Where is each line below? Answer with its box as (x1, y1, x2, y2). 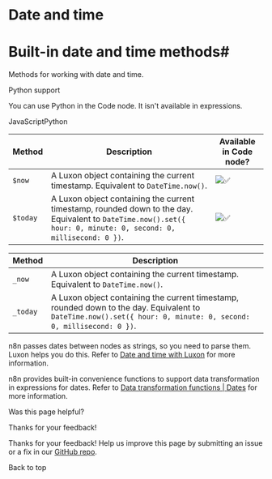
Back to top (8, 463, 47, 473)
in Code (222, 146, 253, 157)
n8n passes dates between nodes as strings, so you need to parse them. (8, 341, 251, 351)
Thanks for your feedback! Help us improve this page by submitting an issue (8, 438, 263, 448)
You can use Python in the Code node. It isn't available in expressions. (8, 101, 243, 111)
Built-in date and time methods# (8, 43, 230, 62)
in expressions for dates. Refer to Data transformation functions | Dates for (8, 383, 257, 392)
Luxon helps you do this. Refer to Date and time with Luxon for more (8, 350, 236, 360)
